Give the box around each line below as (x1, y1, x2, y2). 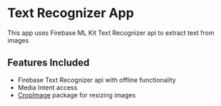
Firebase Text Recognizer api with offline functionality (17, 75, 176, 84)
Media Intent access (17, 83, 78, 92)
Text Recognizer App (7, 5, 134, 21)
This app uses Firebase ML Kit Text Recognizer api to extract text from (7, 28, 215, 37)
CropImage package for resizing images (17, 90, 136, 99)
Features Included (7, 57, 90, 69)
